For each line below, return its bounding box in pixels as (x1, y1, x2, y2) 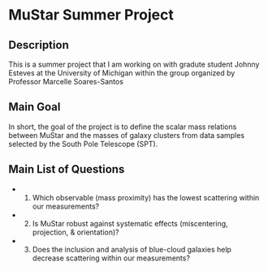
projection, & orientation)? (32, 227, 119, 237)
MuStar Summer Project (8, 6, 175, 24)
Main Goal (8, 100, 61, 114)
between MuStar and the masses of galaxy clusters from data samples (8, 130, 245, 140)
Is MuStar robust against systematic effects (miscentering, (32, 218, 229, 228)
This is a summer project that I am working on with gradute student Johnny (8, 59, 260, 69)
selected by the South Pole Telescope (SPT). (8, 139, 158, 148)
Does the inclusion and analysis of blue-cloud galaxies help (32, 244, 231, 254)
